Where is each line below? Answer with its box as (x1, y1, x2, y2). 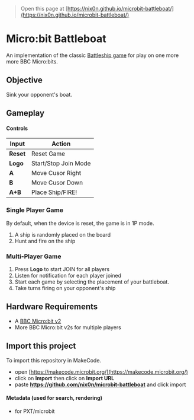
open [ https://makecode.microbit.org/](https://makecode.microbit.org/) (14, 368, 188, 376)
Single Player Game (6, 206, 64, 214)
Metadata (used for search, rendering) (6, 394, 102, 402)
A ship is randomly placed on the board (14, 231, 111, 238)
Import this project (6, 341, 76, 351)
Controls (6, 125, 28, 132)
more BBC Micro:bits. (6, 58, 58, 65)
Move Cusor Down (31, 179, 83, 187)
